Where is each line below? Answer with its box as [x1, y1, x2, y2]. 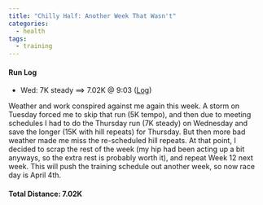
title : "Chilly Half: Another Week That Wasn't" [8, 11, 177, 20]
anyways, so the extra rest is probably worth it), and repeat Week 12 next [8, 153, 254, 163]
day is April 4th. [8, 170, 62, 180]
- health [15, 27, 46, 35]
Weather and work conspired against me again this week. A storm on [8, 101, 240, 111]
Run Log [8, 67, 37, 77]
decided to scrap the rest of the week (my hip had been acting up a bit [8, 144, 245, 155]
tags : [8, 34, 27, 43]
